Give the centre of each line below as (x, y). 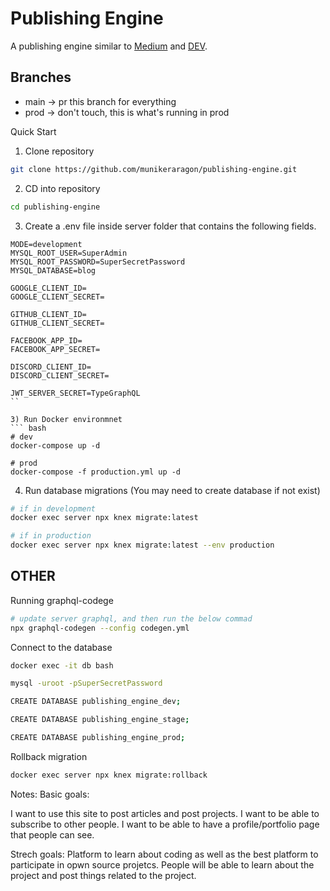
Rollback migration (49, 756)
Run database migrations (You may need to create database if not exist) (172, 490)
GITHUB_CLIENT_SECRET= (57, 323)
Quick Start (33, 131)
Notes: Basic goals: (50, 794)
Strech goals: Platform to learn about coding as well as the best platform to (164, 854)
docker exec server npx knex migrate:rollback (109, 775)
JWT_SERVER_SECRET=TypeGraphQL (75, 393)
